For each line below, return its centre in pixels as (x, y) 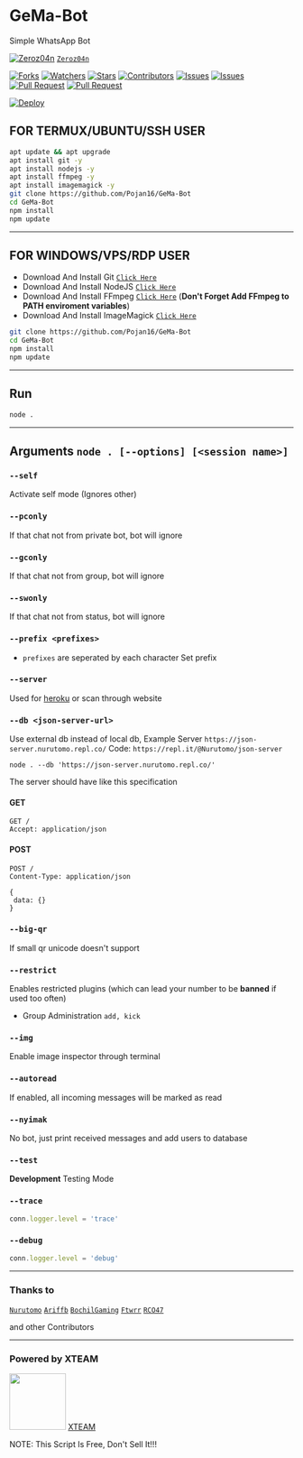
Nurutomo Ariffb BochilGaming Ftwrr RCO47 (87, 1310)
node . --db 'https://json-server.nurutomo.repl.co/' (113, 765)
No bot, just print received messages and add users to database (129, 1138)
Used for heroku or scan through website (86, 698)
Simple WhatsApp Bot (50, 41)
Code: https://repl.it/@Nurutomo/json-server (195, 749)
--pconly (28, 517)
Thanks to (32, 1289)
